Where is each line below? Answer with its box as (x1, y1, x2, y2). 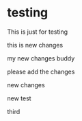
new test (7, 94, 32, 102)
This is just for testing (7, 27, 68, 36)
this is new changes (7, 41, 64, 49)
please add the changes (7, 67, 75, 76)
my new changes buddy (7, 54, 75, 63)
